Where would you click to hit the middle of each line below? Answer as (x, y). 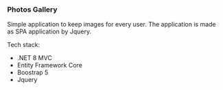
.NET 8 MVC (35, 58)
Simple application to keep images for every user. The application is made (111, 25)
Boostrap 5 (33, 72)
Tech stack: (23, 45)
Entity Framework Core (49, 65)
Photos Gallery (32, 10)
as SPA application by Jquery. (49, 31)
